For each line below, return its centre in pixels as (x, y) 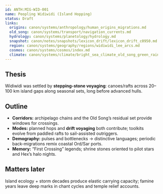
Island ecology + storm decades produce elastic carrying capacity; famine (80, 181)
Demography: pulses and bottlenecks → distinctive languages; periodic (84, 138)
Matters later (25, 170)
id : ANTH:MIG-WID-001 (27, 9)
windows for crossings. (35, 123)
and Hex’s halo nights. (34, 154)
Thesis (16, 74)
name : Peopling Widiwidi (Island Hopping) (49, 14)
